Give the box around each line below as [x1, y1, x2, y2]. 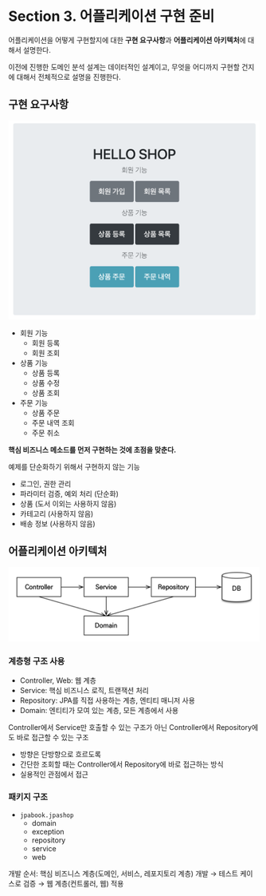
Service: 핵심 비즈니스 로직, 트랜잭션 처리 [19, 685, 149, 695]
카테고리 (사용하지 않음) [19, 509, 94, 518]
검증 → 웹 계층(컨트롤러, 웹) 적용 [22, 878, 124, 888]
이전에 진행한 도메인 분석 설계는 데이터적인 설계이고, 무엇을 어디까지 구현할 [8, 61, 241, 72]
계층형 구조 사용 [8, 656, 65, 667]
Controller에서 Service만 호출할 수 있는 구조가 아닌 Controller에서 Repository [8, 722, 252, 731]
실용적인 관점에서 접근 [19, 769, 89, 779]
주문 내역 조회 [31, 418, 75, 427]
